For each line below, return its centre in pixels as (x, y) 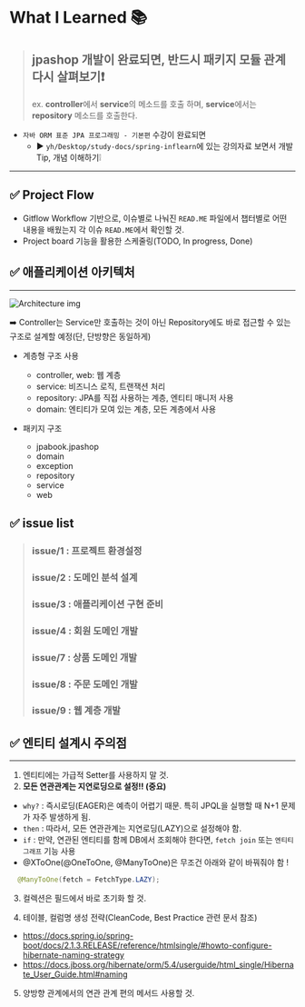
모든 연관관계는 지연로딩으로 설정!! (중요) (94, 786)
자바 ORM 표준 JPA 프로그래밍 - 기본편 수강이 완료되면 (114, 135)
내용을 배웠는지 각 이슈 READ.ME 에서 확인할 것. (103, 229)
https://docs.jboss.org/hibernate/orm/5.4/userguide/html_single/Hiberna (158, 965)
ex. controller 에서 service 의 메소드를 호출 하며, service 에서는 (144, 104)
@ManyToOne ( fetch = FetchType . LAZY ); (89, 880)
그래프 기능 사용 (49, 852)
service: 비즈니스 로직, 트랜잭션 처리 (101, 386)
